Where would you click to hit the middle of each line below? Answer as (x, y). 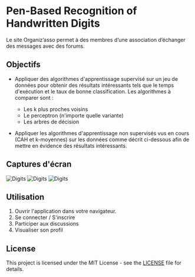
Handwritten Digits (53, 23)
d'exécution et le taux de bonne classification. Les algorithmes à (92, 91)
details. (15, 269)
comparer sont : (34, 97)
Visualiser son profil (39, 230)
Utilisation (25, 197)
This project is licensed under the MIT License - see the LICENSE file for (94, 263)
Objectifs (24, 65)
